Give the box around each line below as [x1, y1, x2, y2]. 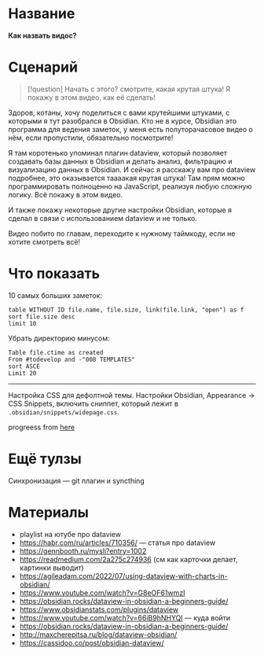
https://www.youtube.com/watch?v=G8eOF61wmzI [19, 587, 185, 598]
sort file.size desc [8, 312, 76, 321]
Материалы [8, 503, 89, 521]
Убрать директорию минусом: [8, 333, 110, 343]
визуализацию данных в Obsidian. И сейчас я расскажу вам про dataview [8, 164, 256, 174]
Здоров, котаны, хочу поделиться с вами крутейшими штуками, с [8, 108, 230, 117]
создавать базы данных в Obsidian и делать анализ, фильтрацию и [8, 156, 233, 166]
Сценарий [8, 58, 79, 76]
